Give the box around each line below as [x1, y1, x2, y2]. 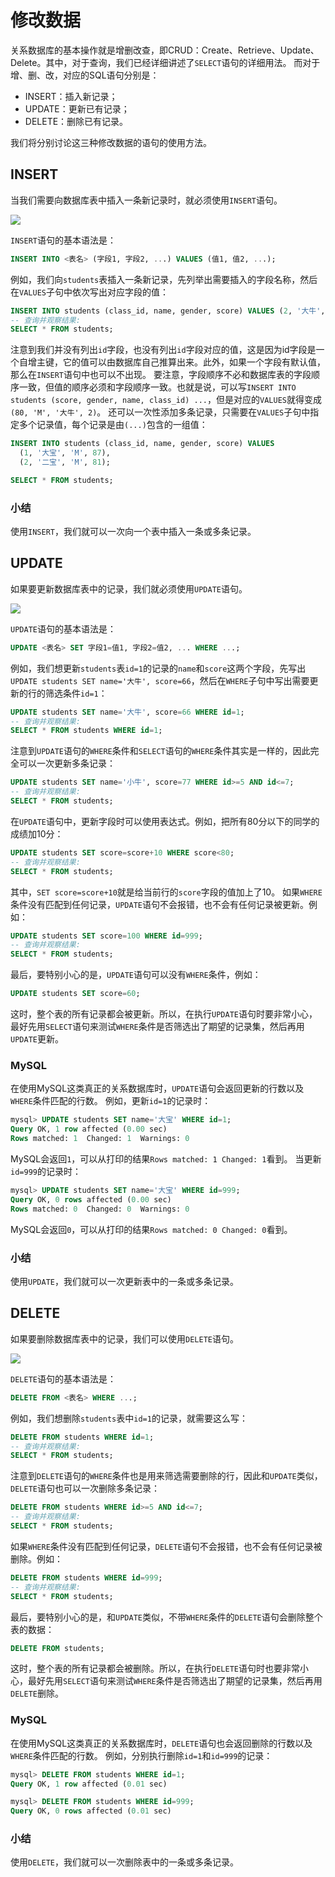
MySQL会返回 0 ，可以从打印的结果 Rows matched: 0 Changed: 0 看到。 [10, 1223, 293, 1235]
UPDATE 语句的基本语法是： [10, 622, 117, 635]
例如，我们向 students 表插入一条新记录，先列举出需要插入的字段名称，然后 [10, 273, 318, 285]
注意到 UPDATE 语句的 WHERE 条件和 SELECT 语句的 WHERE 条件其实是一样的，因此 [10, 745, 311, 757]
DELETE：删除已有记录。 [24, 115, 129, 127]
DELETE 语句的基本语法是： [10, 1372, 117, 1385]
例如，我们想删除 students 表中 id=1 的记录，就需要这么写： [10, 1412, 248, 1424]
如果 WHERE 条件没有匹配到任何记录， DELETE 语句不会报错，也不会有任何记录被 [10, 1540, 323, 1552]
